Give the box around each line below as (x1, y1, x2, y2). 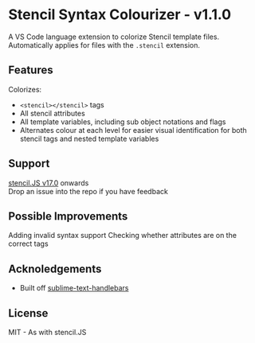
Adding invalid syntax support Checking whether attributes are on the (8, 231, 237, 240)
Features (8, 64, 53, 77)
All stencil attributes (19, 108, 85, 118)
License (8, 306, 49, 320)
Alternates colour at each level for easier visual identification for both (19, 125, 247, 134)
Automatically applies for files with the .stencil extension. (8, 40, 201, 49)
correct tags (8, 239, 49, 248)
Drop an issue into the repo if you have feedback (8, 186, 169, 196)
